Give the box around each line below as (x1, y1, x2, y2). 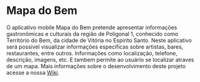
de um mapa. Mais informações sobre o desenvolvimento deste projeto (6, 62, 186, 70)
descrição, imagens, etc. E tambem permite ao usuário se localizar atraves (6, 56, 194, 63)
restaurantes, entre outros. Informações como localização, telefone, (6, 49, 177, 56)
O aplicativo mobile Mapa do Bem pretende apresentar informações (6, 24, 177, 31)
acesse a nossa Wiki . (6, 69, 60, 76)
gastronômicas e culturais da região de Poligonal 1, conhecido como (6, 30, 179, 37)
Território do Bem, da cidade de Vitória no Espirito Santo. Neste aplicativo (6, 36, 192, 44)
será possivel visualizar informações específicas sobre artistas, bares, (6, 43, 183, 50)
